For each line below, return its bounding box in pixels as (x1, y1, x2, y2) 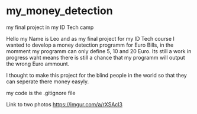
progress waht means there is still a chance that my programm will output (6, 54, 185, 61)
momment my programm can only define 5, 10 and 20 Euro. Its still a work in (6, 47, 192, 54)
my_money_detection (6, 4, 114, 18)
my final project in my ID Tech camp (6, 24, 94, 31)
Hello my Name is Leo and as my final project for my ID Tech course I (6, 35, 175, 42)
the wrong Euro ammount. (6, 60, 70, 67)
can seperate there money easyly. (6, 78, 89, 85)
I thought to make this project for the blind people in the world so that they (6, 71, 188, 79)
